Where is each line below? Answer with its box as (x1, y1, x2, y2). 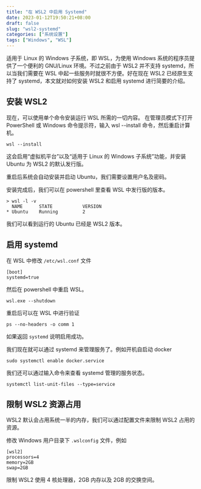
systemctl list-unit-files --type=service (6, 381, 115, 387)
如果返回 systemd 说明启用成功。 (6, 332, 87, 340)
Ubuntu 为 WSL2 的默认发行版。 (6, 160, 87, 167)
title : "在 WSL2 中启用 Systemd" (6, 8, 87, 15)
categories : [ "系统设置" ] (6, 32, 69, 38)
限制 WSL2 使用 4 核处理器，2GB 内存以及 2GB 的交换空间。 (6, 476, 158, 484)
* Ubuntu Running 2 (6, 209, 86, 215)
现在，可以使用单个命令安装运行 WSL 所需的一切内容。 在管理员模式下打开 (6, 113, 193, 121)
